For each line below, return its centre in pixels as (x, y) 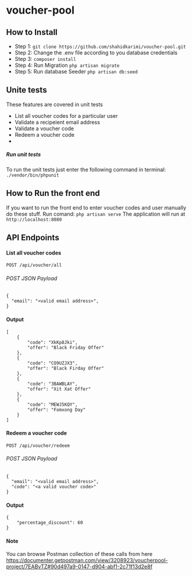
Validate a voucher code (44, 128)
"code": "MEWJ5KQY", (53, 404)
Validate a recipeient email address (57, 122)
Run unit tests (24, 155)
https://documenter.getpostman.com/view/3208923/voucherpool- (87, 561)
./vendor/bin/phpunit (33, 175)
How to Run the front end (53, 193)
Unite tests (27, 90)
